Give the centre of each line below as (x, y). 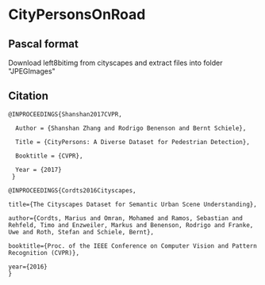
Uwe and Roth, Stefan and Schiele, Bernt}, (81, 232)
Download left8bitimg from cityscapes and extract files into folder (115, 63)
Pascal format (44, 44)
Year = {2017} (38, 169)
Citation (29, 96)
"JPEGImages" (32, 71)
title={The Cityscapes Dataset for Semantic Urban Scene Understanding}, (133, 204)
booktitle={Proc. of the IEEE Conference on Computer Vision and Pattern (133, 246)
